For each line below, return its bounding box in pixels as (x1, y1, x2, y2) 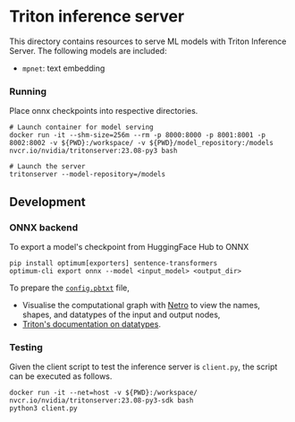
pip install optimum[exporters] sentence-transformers (9, 258, 218, 268)
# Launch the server (9, 162, 87, 171)
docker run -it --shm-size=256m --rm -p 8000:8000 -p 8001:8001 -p (9, 131, 266, 140)
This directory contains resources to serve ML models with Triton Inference (9, 36, 287, 47)
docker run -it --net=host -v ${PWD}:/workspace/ (9, 388, 198, 398)
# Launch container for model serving (9, 123, 154, 132)
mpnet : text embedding (21, 63, 105, 73)
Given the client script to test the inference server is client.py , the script (9, 361, 278, 373)
